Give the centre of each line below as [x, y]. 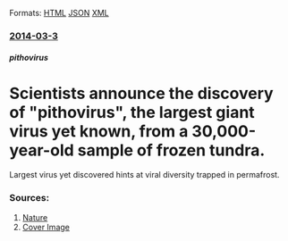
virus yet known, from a [99, 131]
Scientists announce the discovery [142, 93]
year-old [42, 150]
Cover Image [46, 227]
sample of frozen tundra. [171, 150]
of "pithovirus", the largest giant [132, 112]
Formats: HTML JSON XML [59, 13]
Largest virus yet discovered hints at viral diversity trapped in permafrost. [144, 175]
